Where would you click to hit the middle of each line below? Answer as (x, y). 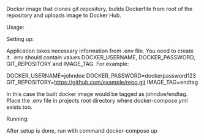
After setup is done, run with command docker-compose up (82, 131)
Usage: (15, 27)
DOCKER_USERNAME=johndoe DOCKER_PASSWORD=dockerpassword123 (101, 76)
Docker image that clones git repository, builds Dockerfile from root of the (100, 9)
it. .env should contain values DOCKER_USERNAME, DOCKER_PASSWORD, (101, 57)
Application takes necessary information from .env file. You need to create (100, 51)
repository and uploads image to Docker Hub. (64, 15)
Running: (18, 119)
